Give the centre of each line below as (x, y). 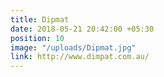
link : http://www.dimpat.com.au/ (80, 57)
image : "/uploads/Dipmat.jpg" (73, 47)
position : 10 (37, 38)
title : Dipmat (40, 19)
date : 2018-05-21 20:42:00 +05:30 (82, 29)
